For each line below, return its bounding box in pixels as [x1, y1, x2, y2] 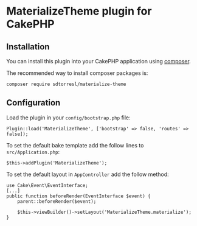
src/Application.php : [6, 148, 60, 155]
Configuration [6, 97, 61, 108]
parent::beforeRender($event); [17, 198, 97, 205]
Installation [6, 41, 50, 52]
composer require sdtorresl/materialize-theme [6, 81, 126, 87]
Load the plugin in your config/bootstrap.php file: [6, 114, 131, 121]
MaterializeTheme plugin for [6, 4, 152, 18]
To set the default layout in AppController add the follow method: [6, 171, 169, 178]
